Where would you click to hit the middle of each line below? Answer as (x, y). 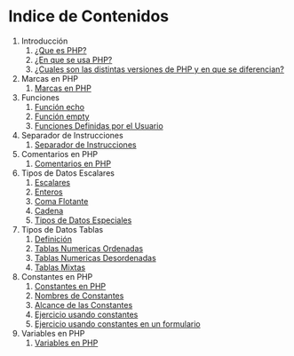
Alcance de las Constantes (83, 305)
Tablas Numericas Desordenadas (95, 257)
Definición (53, 239)
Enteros (48, 192)
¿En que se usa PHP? (73, 59)
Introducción (44, 41)
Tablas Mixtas (60, 267)
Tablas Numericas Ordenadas (89, 248)
